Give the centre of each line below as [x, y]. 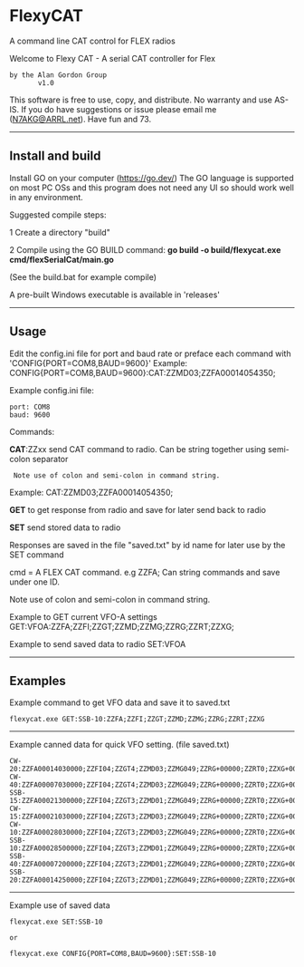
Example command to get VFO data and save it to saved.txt [120, 702]
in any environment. [46, 197]
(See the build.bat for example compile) [83, 276]
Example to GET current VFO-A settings [84, 616]
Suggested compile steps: [58, 215]
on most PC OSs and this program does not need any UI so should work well [152, 188]
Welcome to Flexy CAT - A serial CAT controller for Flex [112, 58]
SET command [37, 555]
